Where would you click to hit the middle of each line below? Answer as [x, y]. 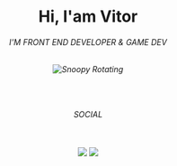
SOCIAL [88, 115]
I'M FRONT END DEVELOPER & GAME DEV [88, 41]
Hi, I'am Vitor [88, 17]
